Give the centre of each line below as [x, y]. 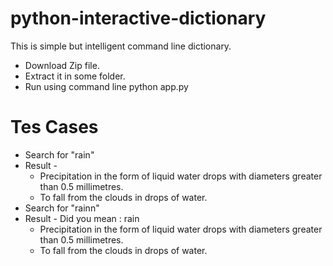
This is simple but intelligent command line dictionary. [121, 46]
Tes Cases [54, 127]
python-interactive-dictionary [138, 18]
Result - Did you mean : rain [82, 218]
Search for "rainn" [62, 208]
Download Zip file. [62, 65]
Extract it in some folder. [75, 76]
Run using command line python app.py [106, 86]
